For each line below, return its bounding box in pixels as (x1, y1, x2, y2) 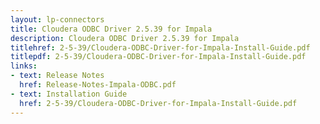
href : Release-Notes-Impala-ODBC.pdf (19, 80, 177, 90)
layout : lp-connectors (10, 14, 105, 25)
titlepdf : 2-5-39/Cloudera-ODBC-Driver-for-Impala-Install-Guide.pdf (10, 52, 307, 62)
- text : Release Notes (10, 71, 105, 81)
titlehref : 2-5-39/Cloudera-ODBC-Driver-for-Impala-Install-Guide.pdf (10, 42, 311, 53)
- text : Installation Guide (10, 89, 128, 99)
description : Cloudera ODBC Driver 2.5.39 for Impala (10, 33, 240, 43)
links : (10, 61, 38, 71)
